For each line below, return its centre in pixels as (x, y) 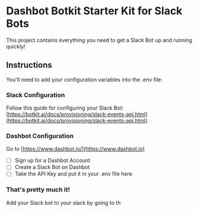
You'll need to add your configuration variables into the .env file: (84, 79)
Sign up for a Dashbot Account (52, 160)
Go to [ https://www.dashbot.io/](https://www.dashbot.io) (76, 149)
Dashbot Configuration (40, 136)
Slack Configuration (36, 95)
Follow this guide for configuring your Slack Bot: (65, 108)
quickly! (16, 46)
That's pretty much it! (38, 190)
